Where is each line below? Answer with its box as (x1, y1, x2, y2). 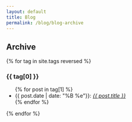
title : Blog (6, 14, 36, 20)
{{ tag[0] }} (6, 73, 39, 81)
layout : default (6, 8, 46, 15)
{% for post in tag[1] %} (14, 86, 73, 93)
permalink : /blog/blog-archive (6, 20, 84, 26)
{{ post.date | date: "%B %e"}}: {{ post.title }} (14, 92, 126, 99)
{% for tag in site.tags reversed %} (6, 58, 92, 65)
